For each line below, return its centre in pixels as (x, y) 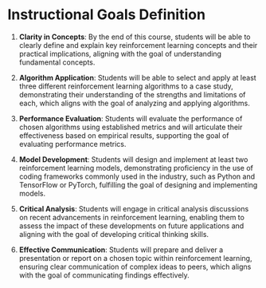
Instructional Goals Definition (107, 15)
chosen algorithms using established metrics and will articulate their (131, 127)
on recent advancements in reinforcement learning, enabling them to (131, 217)
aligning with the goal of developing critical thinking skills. (113, 234)
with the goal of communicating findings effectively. (104, 275)
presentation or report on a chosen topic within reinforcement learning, (135, 258)
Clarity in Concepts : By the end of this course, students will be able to (135, 37)
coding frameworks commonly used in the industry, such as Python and (137, 176)
